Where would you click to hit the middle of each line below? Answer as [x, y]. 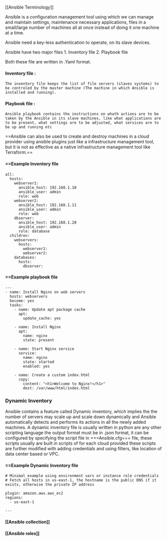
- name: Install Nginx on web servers [45, 292]
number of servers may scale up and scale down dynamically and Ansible [81, 417]
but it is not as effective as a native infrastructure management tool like [78, 147]
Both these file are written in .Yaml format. [48, 62]
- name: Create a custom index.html [52, 375]
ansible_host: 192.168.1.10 [47, 187]
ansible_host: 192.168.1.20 [47, 222]
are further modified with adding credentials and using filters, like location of [83, 449]
